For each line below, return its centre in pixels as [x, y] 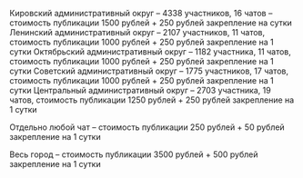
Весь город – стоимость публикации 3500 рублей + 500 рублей [134, 154]
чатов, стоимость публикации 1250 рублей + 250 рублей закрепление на [152, 100]
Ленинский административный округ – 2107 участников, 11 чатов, [137, 32]
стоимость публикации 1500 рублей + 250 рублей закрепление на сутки [151, 23]
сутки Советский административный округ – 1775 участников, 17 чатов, [149, 71]
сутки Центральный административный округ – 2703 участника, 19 [140, 90]
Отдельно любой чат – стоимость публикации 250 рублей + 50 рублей [147, 127]
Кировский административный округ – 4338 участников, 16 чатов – [141, 13]
